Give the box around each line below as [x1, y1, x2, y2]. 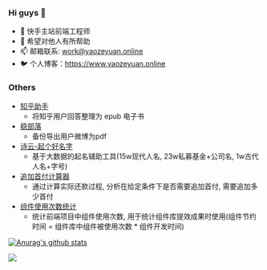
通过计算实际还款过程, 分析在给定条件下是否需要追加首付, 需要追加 [31, 181, 251, 191]
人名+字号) [31, 161, 68, 171]
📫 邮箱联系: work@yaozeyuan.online [19, 46, 144, 56]
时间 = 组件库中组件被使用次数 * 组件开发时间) [31, 221, 184, 231]
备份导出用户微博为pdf [31, 131, 107, 141]
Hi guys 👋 [8, 7, 47, 18]
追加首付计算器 [19, 171, 70, 181]
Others [8, 82, 36, 93]
